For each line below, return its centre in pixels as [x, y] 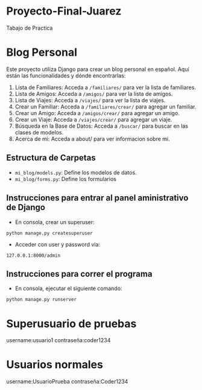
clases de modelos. [39, 132]
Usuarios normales [55, 365]
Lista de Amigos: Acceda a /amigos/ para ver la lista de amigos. [94, 94]
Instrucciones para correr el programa [79, 274]
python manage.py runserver [42, 300]
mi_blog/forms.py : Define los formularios [65, 179]
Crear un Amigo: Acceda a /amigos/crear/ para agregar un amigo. [97, 113]
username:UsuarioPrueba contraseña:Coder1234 [67, 382]
